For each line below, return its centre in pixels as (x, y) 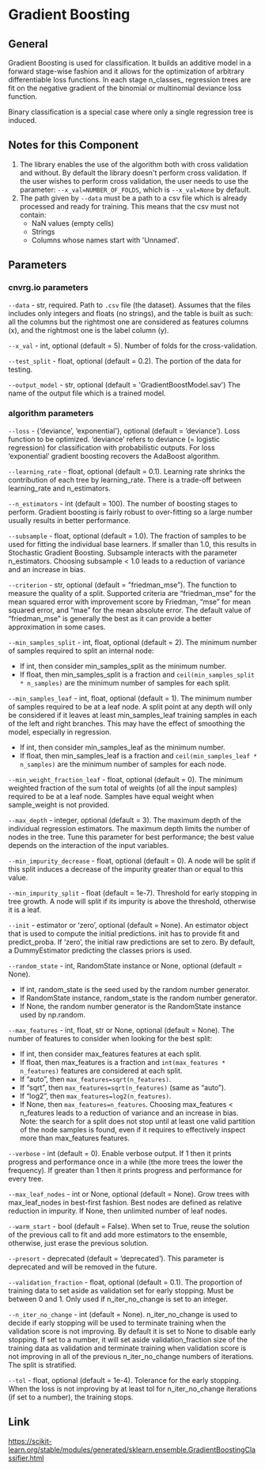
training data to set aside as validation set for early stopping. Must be (121, 1290)
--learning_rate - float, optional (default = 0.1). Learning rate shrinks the (127, 471)
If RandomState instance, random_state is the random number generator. (138, 998)
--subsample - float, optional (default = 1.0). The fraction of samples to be (127, 536)
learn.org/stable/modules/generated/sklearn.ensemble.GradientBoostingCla (132, 1449)
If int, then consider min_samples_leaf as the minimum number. (122, 747)
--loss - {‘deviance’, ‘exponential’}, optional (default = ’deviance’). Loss (124, 430)
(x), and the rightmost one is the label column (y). (89, 330)
